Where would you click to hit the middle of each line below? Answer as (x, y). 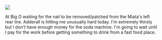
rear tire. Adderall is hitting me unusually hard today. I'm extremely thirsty (79, 22)
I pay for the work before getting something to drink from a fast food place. (81, 32)
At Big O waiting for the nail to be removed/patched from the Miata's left (78, 17)
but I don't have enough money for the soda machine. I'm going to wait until (81, 27)
